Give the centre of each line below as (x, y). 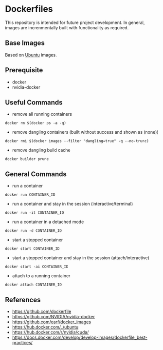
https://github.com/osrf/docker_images (52, 322)
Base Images (25, 43)
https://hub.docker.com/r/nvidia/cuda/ (50, 332)
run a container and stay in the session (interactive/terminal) (72, 204)
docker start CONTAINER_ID (32, 249)
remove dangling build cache (41, 150)
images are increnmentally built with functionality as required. (67, 27)
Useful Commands (34, 102)
